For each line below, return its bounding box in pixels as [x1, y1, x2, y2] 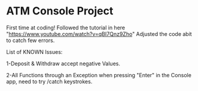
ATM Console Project [6, 4, 114, 18]
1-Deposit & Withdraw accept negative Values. [6, 60, 121, 67]
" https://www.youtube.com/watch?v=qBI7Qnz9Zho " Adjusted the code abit [6, 30, 193, 37]
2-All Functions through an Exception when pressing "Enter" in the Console [6, 71, 191, 78]
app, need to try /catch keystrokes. [6, 78, 93, 85]
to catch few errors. [6, 37, 55, 44]
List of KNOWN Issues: [6, 48, 63, 55]
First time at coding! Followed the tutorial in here [6, 24, 126, 31]
